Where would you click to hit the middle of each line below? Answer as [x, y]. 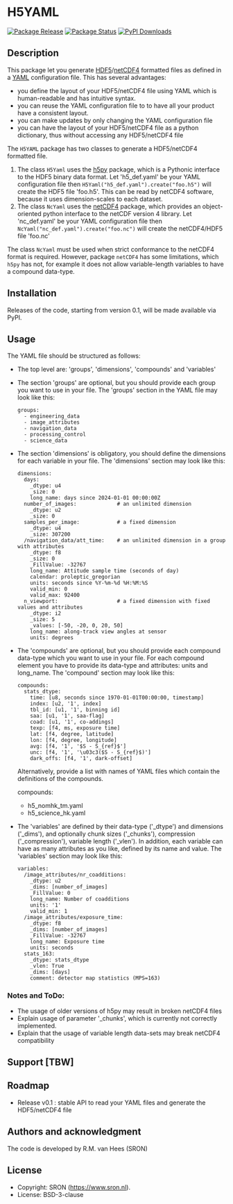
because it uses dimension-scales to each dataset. [90, 199]
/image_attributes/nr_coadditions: [75, 875]
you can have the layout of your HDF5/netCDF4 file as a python [108, 127]
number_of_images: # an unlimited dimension [108, 504]
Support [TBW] [41, 1063]
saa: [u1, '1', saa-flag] [68, 716]
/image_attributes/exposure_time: [74, 918]
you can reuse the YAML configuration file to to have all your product [116, 106]
